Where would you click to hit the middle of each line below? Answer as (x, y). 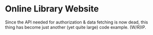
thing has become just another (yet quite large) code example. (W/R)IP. (76, 27)
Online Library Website (52, 9)
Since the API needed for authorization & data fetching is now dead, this (76, 22)
